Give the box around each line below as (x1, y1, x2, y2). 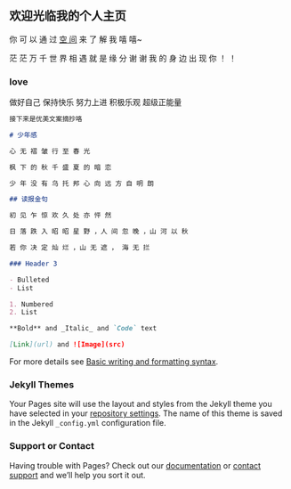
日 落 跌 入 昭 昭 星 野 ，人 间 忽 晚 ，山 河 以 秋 (9, 227, 189, 236)
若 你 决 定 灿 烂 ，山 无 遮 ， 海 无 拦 (9, 243, 150, 252)
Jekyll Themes (9, 379, 75, 391)
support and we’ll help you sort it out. (9, 469, 146, 480)
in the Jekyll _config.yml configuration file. (9, 418, 166, 428)
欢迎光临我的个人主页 (9, 8, 126, 24)
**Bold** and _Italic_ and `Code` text (9, 324, 158, 333)
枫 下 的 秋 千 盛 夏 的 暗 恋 (9, 163, 112, 172)
